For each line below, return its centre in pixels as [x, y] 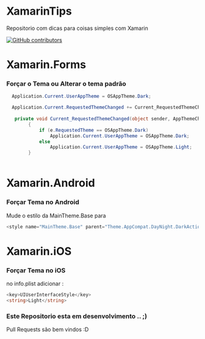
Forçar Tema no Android [43, 202]
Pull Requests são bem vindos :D [48, 329]
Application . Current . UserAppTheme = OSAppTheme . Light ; [121, 147]
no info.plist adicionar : [35, 283]
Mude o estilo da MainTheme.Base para [56, 216]
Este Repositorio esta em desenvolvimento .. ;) [77, 316]
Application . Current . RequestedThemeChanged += [72, 108]
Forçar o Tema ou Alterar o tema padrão [66, 84]
